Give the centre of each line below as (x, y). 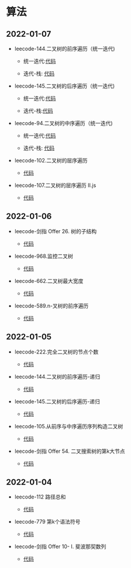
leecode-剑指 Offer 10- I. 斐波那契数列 (60, 546)
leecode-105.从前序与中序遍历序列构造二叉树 (69, 426)
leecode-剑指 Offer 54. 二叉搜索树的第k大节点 (70, 451)
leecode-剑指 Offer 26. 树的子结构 (56, 231)
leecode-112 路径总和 (40, 497)
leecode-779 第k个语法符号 (47, 522)
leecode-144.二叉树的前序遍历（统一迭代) (65, 49)
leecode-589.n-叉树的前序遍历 (51, 306)
